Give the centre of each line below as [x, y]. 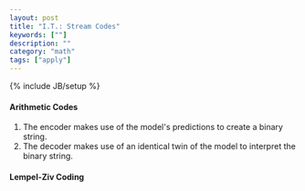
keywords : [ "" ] [38, 35]
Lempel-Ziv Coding [47, 176]
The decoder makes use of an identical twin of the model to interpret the [159, 146]
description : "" [40, 43]
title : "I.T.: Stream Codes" [65, 26]
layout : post [34, 18]
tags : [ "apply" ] [40, 60]
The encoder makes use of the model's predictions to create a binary [152, 127]
